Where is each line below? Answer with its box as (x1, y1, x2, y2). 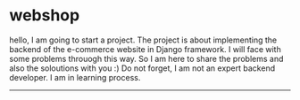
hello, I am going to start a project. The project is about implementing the (9, 35, 278, 45)
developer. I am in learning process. (9, 72, 141, 82)
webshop (9, 5, 80, 26)
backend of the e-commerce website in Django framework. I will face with (9, 43, 281, 54)
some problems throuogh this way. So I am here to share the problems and (9, 53, 284, 64)
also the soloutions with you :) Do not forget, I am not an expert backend (9, 63, 275, 73)
